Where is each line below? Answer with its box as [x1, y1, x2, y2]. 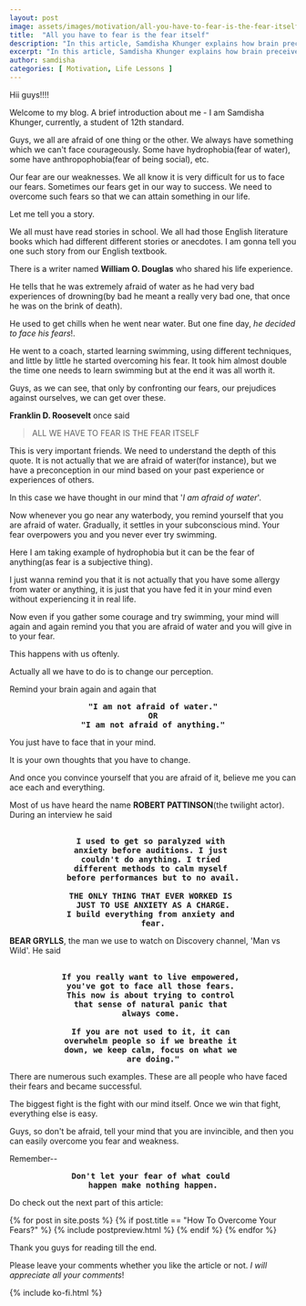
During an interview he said [9, 809, 112, 820]
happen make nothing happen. [87, 1179, 219, 1190]
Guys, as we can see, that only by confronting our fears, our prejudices [9, 382, 277, 393]
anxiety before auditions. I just [73, 845, 228, 855]
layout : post [9, 13, 59, 23]
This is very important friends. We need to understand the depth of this [9, 444, 277, 456]
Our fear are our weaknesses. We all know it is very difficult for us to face [9, 171, 285, 183]
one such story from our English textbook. [9, 246, 168, 256]
